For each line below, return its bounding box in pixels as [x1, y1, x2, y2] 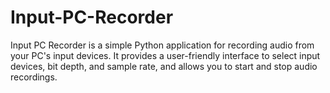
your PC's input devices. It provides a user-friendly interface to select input [10, 49, 321, 61]
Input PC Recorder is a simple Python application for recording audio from [10, 39, 315, 51]
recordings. [10, 71, 58, 83]
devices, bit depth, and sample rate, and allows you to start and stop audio [10, 60, 318, 72]
